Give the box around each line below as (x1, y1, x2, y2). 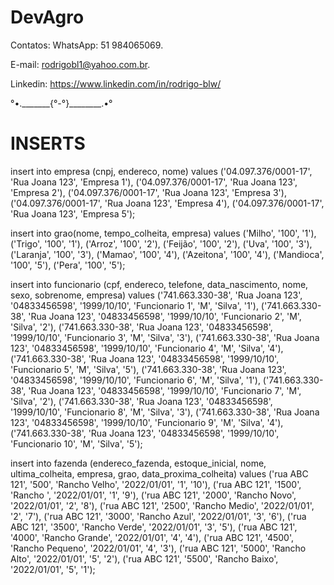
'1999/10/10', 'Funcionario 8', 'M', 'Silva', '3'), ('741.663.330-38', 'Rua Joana (10, 406, 320, 418)
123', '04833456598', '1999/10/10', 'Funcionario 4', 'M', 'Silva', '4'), (10, 342, 284, 354)
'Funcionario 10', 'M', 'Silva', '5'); (10, 437, 143, 450)
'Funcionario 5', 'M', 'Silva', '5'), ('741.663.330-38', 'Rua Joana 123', (10, 363, 287, 375)
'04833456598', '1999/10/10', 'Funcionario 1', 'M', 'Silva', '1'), (10, 299, 259, 311)
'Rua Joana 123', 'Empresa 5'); (10, 207, 136, 220)
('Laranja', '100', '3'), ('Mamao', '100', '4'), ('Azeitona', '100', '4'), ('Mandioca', (10, 248, 325, 260)
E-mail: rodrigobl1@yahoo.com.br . (10, 58, 151, 70)
